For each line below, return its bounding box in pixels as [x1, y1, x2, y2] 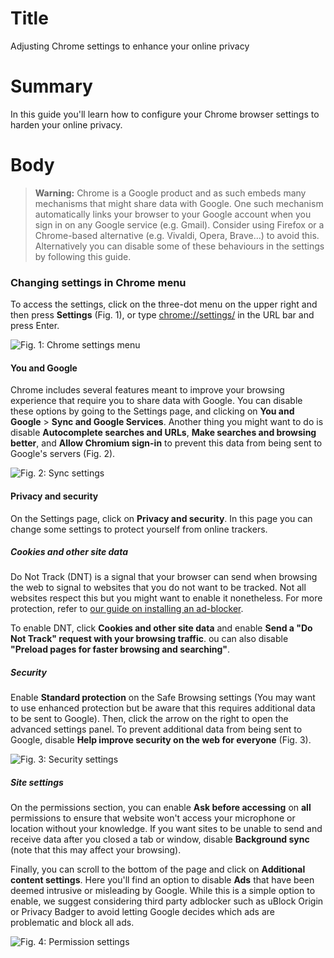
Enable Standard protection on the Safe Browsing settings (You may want [10, 692, 316, 704]
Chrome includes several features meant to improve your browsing [10, 384, 285, 396]
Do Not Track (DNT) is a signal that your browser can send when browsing [10, 571, 318, 583]
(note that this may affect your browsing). [10, 844, 182, 856]
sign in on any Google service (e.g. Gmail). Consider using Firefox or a [34, 218, 325, 231]
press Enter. [10, 320, 60, 332]
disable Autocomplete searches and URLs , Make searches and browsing [10, 427, 317, 439]
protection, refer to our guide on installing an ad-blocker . [10, 603, 244, 615]
